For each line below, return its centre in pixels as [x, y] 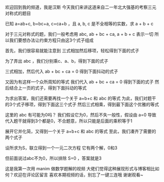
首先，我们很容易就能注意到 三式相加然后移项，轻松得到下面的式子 [72, 51]
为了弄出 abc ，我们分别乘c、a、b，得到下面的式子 [57, 61]
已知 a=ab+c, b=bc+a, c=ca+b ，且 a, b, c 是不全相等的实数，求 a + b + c [79, 24]
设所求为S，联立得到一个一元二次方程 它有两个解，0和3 [61, 148]
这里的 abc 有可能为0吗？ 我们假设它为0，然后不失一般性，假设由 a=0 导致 [81, 115]
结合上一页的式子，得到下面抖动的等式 [48, 88]
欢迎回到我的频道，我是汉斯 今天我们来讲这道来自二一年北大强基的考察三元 [81, 7]
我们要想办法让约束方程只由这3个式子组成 [51, 40]
